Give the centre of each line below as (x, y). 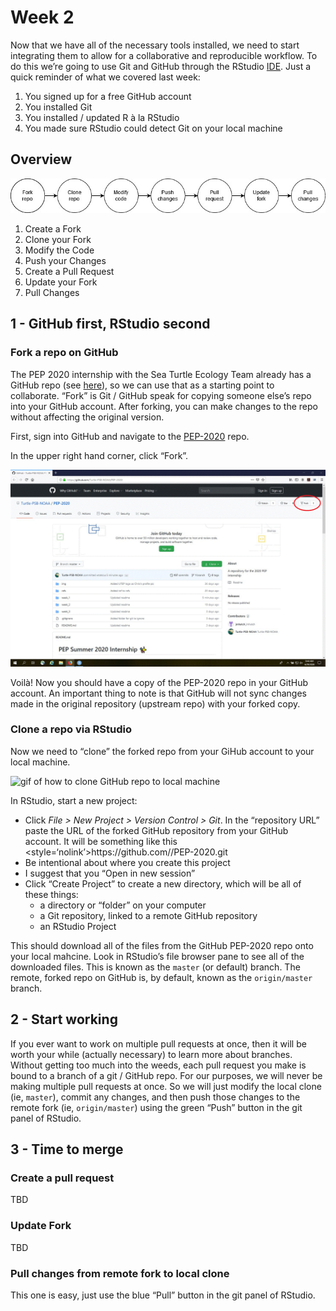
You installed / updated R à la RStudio (102, 117)
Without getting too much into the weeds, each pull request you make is (158, 1065)
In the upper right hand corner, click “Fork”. (99, 455)
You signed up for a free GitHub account (108, 96)
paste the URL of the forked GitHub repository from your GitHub (156, 830)
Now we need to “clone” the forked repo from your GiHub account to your (162, 751)
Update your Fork (61, 282)
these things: (51, 894)
